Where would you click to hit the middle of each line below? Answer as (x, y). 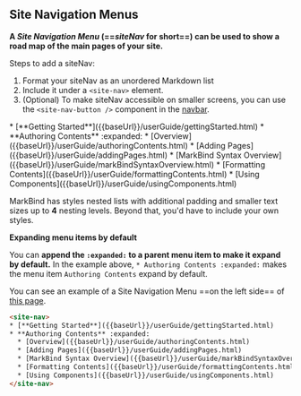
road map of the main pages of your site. (86, 46)
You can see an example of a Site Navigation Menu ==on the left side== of (147, 291)
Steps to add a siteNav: (52, 63)
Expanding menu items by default (73, 237)
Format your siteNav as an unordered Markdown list (118, 81)
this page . (28, 300)
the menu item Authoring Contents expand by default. (108, 273)
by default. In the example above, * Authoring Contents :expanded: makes (148, 264)
